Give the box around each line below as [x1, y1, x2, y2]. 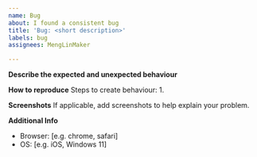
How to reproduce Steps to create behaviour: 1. [8, 85, 165, 95]
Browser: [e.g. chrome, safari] [19, 132, 119, 141]
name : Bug [8, 11, 41, 20]
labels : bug [8, 33, 48, 42]
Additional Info [8, 116, 58, 125]
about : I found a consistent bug [8, 19, 119, 27]
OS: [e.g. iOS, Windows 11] [19, 140, 107, 149]
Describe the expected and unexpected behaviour [8, 70, 177, 79]
